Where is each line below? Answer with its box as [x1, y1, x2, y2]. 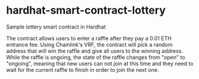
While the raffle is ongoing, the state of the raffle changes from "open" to [6, 53, 185, 61]
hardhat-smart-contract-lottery [6, 4, 166, 17]
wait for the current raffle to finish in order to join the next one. [6, 66, 159, 73]
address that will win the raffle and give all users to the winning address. [6, 47, 183, 54]
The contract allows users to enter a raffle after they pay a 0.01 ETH [6, 34, 172, 42]
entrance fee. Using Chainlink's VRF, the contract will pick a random [6, 41, 173, 48]
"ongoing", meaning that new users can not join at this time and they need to [6, 60, 194, 67]
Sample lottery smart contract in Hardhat [6, 23, 106, 30]
